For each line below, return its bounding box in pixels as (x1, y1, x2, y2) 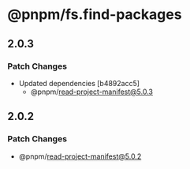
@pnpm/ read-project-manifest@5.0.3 (30, 87, 153, 96)
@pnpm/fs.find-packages (7, 6, 182, 24)
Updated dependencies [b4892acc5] (18, 78, 140, 88)
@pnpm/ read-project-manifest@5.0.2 (18, 152, 142, 161)
